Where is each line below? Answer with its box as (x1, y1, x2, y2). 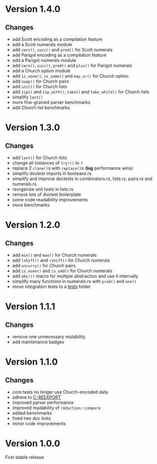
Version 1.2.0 (5, 219, 61, 231)
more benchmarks (12, 202, 50, 208)
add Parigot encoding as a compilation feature (12, 52, 107, 58)
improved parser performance (12, 400, 74, 405)
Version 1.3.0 (5, 122, 60, 133)
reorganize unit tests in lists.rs (12, 186, 74, 192)
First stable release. (5, 454, 45, 460)
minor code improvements (12, 420, 66, 426)
